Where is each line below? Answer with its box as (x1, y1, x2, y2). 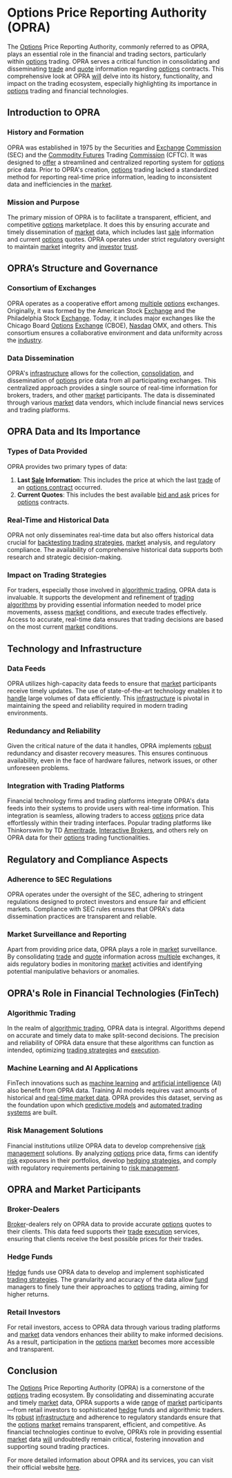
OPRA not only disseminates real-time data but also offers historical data (7, 531, 214, 539)
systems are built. (7, 1108, 58, 1116)
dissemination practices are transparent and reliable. (7, 912, 157, 920)
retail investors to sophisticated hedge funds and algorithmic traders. (28, 1405, 225, 1414)
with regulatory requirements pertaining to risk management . (7, 1164, 180, 1172)
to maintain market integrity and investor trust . (7, 242, 139, 251)
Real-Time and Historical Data (7, 515, 109, 524)
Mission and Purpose (7, 197, 80, 207)
